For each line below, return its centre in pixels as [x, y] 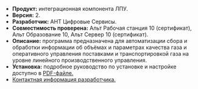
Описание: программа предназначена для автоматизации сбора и [100, 41]
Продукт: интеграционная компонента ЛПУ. [70, 9]
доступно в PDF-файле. [43, 73]
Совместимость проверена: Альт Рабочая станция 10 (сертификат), [102, 28]
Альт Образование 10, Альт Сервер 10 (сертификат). [80, 35]
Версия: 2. [26, 15]
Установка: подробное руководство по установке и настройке [94, 67]
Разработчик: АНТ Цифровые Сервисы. [64, 21]
